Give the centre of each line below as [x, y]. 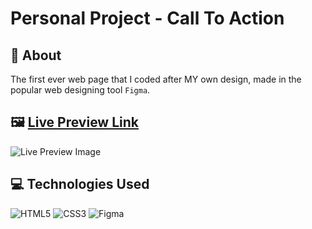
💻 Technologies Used [80, 184]
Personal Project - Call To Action [147, 18]
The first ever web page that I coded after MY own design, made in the [156, 79]
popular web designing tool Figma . [80, 90]
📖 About [36, 55]
